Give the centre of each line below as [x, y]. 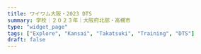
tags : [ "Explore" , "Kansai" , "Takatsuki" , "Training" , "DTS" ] [101, 33]
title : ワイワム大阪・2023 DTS [50, 14]
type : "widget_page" [38, 27]
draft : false [27, 40]
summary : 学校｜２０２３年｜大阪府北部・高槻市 [69, 20]
